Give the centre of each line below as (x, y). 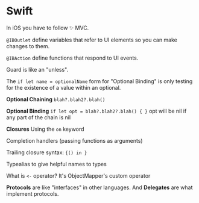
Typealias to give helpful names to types (56, 164)
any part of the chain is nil (39, 117)
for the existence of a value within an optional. (64, 87)
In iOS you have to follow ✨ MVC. (48, 28)
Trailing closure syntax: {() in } (47, 152)
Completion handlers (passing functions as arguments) (74, 140)
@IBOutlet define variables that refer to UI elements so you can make (92, 40)
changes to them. (28, 46)
